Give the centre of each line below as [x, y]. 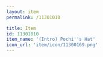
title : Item [21, 28]
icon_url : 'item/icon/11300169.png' [52, 45]
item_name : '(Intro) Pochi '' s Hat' [51, 40]
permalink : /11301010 [33, 17]
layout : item [23, 12]
